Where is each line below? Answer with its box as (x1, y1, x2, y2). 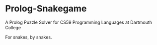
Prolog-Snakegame (5, 3, 87, 14)
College (5, 24, 21, 30)
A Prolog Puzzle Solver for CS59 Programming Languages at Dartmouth (5, 19, 153, 25)
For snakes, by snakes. (5, 34, 52, 40)
